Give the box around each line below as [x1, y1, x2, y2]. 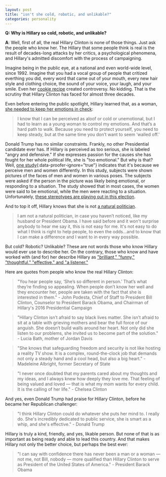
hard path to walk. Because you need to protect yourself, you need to [17, 126, 159, 132]
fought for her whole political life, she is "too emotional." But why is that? [5, 157, 153, 163]
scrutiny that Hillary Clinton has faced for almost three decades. [5, 91, 135, 97]
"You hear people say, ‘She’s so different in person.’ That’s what [17, 278, 147, 285]
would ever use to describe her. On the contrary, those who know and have [5, 249, 159, 255]
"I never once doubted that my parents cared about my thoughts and [17, 371, 157, 376]
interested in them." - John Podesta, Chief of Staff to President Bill [17, 294, 152, 300]
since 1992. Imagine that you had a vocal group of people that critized [5, 70, 147, 76]
